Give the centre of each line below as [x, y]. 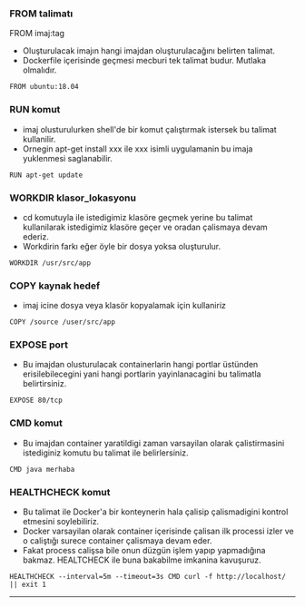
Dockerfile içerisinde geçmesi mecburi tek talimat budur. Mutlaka [144, 61]
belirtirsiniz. [44, 384]
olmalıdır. [39, 70]
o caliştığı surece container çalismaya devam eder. [117, 541]
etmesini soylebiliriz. [61, 522]
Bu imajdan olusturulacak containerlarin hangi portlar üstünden [140, 365]
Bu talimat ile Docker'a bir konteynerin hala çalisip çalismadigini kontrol [155, 512]
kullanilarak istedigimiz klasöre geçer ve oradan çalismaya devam [145, 227]
